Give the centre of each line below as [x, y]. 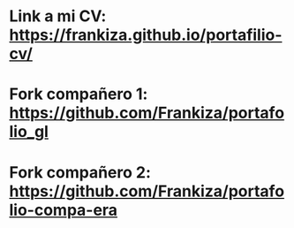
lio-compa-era [63, 210]
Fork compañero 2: [80, 172]
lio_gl [29, 132]
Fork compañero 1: [79, 94]
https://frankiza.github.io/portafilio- [146, 35]
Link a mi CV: [58, 16]
